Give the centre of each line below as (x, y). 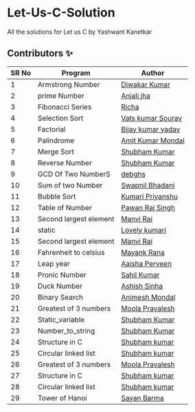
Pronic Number (62, 275)
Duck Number (60, 286)
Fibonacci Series (65, 107)
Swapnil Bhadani (148, 185)
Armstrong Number (69, 84)
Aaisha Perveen (147, 263)
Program (76, 72)
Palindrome (56, 141)
